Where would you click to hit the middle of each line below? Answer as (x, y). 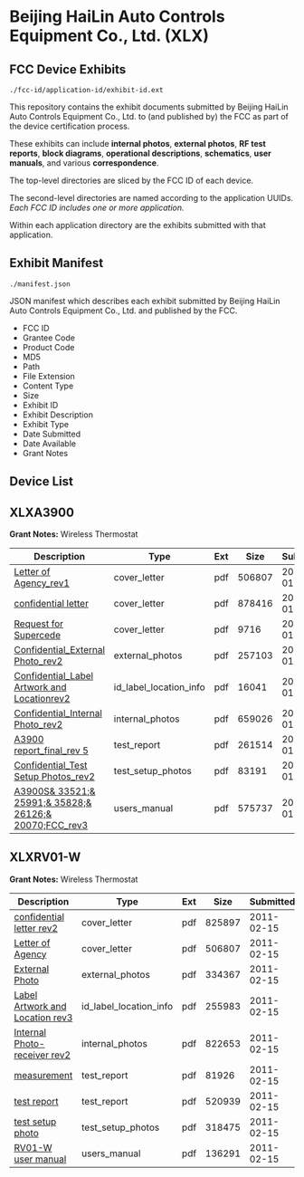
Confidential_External (60, 650)
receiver (32, 1055)
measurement (43, 1075)
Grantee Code (48, 338)
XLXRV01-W (45, 857)
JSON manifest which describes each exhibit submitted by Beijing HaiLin (145, 301)
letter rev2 (36, 928)
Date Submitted (52, 434)
